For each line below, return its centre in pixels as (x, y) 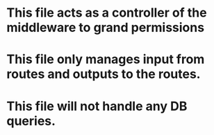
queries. (31, 121)
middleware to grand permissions (106, 27)
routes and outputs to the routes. (104, 74)
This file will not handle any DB (97, 106)
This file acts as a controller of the (107, 13)
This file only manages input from (106, 59)
